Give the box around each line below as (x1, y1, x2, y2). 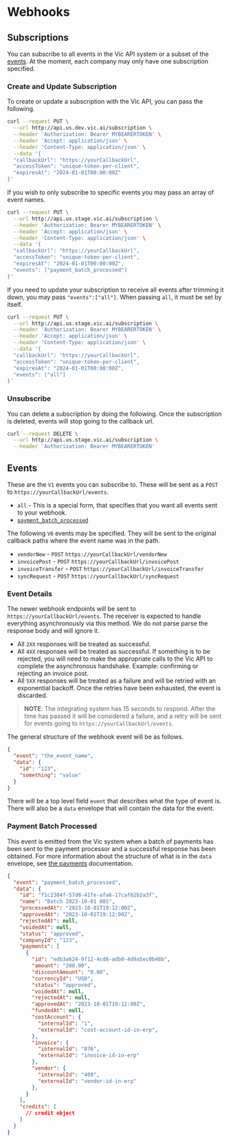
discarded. (16, 691, 48, 700)
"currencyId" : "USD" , (32, 975, 94, 982)
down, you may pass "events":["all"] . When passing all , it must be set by (7, 292, 222, 301)
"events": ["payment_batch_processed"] (13, 266, 128, 273)
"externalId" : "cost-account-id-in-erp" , (37, 1026, 158, 1033)
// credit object (25, 1110, 76, 1117)
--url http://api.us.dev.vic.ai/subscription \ (13, 125, 153, 132)
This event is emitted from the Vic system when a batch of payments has (7, 837, 214, 845)
